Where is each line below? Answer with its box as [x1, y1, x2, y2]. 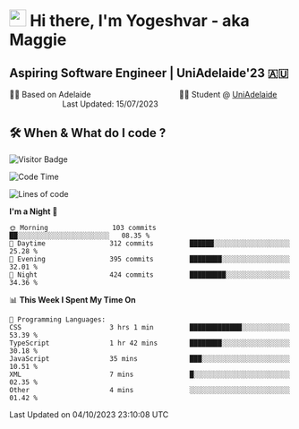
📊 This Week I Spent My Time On [9, 294, 136, 305]
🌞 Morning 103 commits [9, 223, 157, 232]
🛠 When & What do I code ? [9, 125, 167, 141]
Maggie [9, 30, 67, 50]
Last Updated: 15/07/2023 [62, 99, 158, 109]
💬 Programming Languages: [9, 314, 106, 324]
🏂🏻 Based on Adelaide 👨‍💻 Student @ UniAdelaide [9, 90, 278, 99]
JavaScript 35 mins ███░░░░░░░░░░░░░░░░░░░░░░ [9, 354, 291, 363]
